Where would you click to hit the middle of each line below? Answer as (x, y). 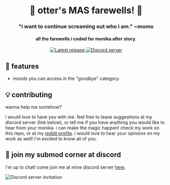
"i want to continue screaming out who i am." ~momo (86, 27)
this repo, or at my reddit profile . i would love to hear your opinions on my (83, 133)
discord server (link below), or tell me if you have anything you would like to (85, 122)
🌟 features (22, 66)
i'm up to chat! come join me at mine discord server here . (66, 167)
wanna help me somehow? (34, 107)
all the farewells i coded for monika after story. (86, 38)
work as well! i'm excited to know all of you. (51, 138)
